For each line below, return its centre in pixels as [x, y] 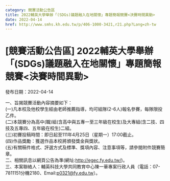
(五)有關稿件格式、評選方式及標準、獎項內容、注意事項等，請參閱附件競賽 [83, 148]
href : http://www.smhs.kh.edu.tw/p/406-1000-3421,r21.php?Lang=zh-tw [81, 24]
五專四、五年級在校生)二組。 [44, 128]
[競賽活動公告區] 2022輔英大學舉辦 [79, 51]
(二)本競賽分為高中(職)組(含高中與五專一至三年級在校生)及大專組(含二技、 [82, 122]
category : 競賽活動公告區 [30, 10]
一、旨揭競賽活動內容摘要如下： [39, 103]
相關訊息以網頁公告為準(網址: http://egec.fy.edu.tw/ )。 [71, 160]
